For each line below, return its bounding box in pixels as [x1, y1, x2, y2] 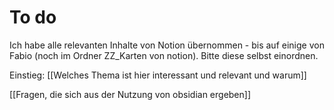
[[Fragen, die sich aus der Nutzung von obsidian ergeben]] [9, 88, 252, 100]
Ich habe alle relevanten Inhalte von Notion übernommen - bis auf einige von [9, 39, 325, 51]
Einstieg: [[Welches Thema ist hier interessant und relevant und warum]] [9, 69, 307, 81]
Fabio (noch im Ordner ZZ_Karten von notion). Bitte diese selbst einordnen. [9, 49, 319, 61]
